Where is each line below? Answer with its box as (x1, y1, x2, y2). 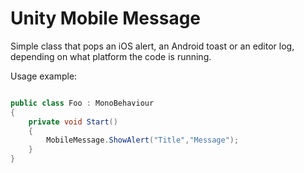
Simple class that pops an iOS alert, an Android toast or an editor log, (10, 40, 295, 52)
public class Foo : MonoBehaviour (10, 98, 155, 108)
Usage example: (10, 70, 78, 82)
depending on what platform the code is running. (10, 50, 212, 62)
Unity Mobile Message (10, 7, 202, 30)
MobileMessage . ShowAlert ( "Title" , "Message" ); (46, 135, 240, 146)
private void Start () (28, 117, 118, 127)
